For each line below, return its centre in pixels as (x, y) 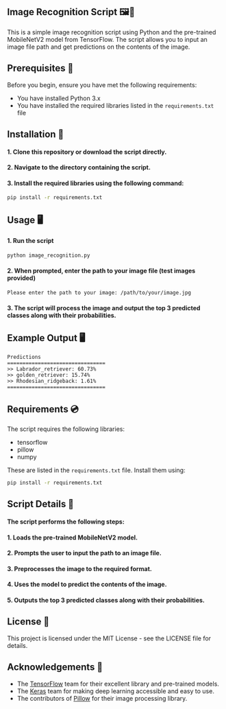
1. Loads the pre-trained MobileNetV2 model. (73, 537)
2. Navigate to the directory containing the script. (79, 167)
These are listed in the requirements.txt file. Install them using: (97, 470)
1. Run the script (30, 241)
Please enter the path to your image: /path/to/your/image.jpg (99, 292)
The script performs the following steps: (66, 522)
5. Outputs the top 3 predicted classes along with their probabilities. (106, 600)
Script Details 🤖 (40, 504)
